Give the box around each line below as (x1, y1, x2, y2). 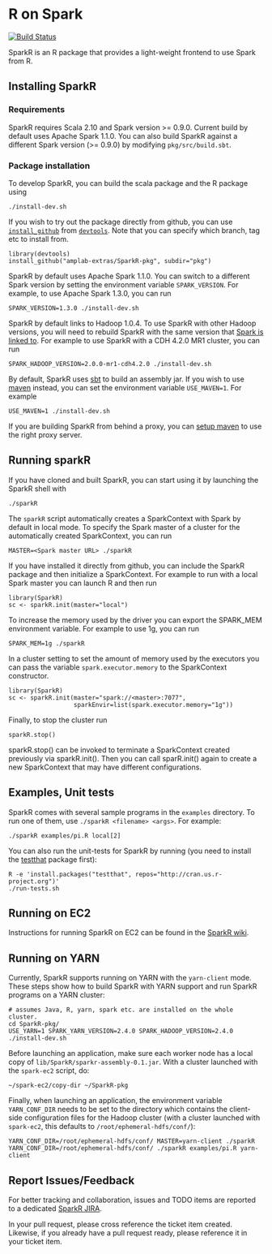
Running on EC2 (8, 906, 91, 920)
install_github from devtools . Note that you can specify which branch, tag (8, 225, 261, 235)
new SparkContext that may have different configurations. (8, 762, 202, 772)
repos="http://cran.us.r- (134, 870, 223, 878)
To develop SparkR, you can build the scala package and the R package (8, 178, 249, 187)
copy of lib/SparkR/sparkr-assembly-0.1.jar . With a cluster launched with (8, 1057, 258, 1067)
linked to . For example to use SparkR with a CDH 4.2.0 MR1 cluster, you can (8, 335, 261, 345)
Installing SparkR (8, 80, 97, 93)
